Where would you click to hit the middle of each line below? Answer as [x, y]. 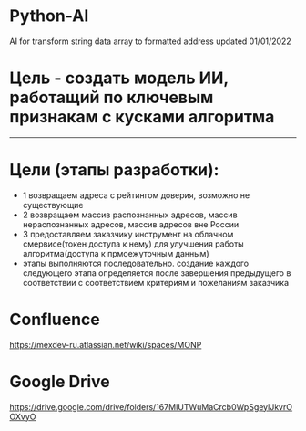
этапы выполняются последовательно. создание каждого [135, 263]
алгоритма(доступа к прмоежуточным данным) [116, 253]
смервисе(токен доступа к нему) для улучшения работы [133, 244]
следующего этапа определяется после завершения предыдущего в [157, 273]
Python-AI [49, 16]
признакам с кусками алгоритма [142, 117]
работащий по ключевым [112, 98]
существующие [53, 205]
